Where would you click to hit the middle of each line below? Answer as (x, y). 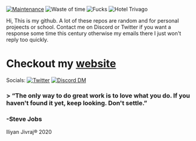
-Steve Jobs (24, 119)
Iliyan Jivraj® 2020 (29, 132)
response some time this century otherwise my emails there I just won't (94, 33)
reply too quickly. (27, 40)
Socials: (16, 80)
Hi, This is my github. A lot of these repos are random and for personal (93, 21)
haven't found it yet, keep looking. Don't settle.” (77, 103)
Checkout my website (61, 64)
